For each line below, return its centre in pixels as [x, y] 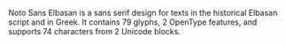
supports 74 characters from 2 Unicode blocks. [94, 31]
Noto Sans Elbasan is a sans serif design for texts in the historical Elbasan [143, 13]
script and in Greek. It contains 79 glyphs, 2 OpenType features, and [133, 22]
